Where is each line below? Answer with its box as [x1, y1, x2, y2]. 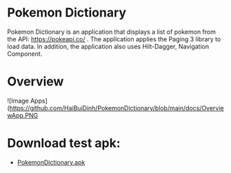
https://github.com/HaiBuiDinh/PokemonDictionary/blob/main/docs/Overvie [9, 103, 224, 112]
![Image [7, 96, 29, 105]
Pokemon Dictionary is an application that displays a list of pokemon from [7, 28, 216, 36]
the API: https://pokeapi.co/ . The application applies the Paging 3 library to [7, 34, 221, 43]
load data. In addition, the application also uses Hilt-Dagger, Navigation [7, 42, 209, 50]
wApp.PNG [7, 111, 39, 119]
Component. [7, 50, 43, 58]
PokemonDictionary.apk [17, 158, 86, 166]
